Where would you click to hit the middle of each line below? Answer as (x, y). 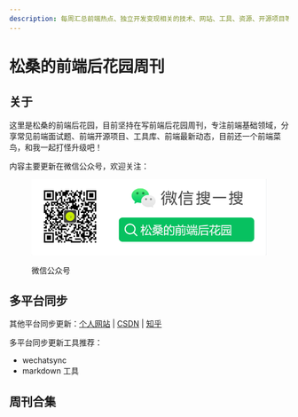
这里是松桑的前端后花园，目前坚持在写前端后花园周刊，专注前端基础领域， (145, 125)
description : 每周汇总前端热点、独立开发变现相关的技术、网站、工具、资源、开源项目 (147, 19)
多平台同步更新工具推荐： (56, 342)
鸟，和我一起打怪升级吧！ (56, 147)
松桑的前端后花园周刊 (87, 66)
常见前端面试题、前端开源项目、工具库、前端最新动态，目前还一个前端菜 (149, 136)
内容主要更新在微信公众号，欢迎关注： (79, 166)
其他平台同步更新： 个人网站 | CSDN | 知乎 (86, 324)
